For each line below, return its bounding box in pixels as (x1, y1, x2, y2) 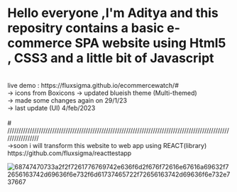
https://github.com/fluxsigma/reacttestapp (7, 149, 132, 157)
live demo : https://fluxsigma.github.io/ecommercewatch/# (7, 81, 180, 89)
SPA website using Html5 (74, 35, 226, 51)
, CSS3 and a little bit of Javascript (7, 50, 214, 67)
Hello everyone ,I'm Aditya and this (7, 5, 219, 21)
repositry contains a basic (7, 20, 165, 36)
